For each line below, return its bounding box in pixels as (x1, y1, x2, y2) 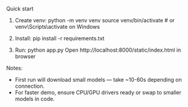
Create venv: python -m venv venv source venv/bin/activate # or (14, 17, 175, 23)
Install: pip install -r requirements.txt (14, 35, 105, 41)
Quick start (6, 5, 34, 12)
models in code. (14, 96, 55, 102)
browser (14, 53, 36, 60)
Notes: (6, 64, 23, 72)
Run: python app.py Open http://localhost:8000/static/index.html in (14, 46, 181, 53)
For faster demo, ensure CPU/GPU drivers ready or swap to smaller (14, 89, 182, 96)
